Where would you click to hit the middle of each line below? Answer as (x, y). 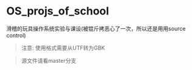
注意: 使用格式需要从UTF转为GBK (63, 48)
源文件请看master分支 (49, 60)
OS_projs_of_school (58, 11)
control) (16, 35)
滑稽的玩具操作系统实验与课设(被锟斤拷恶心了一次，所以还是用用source (96, 28)
